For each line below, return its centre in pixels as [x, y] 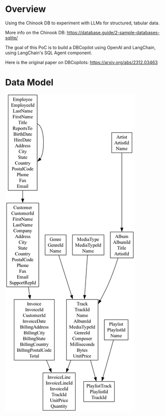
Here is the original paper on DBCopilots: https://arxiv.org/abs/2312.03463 [82, 62]
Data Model [29, 83]
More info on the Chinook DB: [36, 32]
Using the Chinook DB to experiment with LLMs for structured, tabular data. [82, 23]
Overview [26, 9]
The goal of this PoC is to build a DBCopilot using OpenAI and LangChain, [81, 47]
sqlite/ [12, 38]
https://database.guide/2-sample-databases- [113, 32]
